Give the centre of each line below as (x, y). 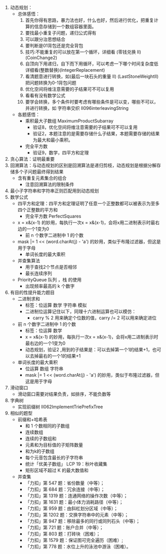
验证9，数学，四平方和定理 (61, 152)
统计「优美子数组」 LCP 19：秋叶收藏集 (66, 464)
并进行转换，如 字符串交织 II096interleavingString (77, 108)
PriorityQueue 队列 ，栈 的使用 (50, 280)
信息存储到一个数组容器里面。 (65, 26)
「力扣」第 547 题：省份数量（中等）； (65, 483)
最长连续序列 (38, 273)
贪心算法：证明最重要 (32, 159)
